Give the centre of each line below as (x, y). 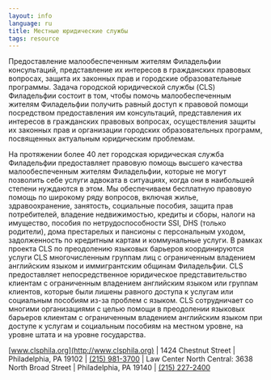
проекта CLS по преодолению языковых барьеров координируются (126, 249)
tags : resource (34, 38)
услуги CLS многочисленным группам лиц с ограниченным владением (132, 258)
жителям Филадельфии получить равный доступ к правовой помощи (128, 104)
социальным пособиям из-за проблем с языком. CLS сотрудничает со (131, 301)
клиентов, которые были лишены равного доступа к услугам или (121, 292)
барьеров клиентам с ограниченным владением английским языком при (135, 318)
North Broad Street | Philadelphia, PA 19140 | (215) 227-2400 (110, 368)
